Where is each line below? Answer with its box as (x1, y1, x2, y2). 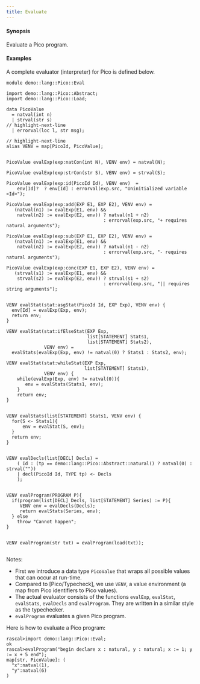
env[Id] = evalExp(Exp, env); (11, 308, 87, 314)
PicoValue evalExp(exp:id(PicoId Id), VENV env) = (6, 181, 139, 187)
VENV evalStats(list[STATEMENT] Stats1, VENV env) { (6, 413, 142, 419)
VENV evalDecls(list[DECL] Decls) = (6, 456, 98, 462)
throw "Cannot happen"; (17, 519, 77, 525)
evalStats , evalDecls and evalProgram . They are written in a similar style (14, 599, 194, 607)
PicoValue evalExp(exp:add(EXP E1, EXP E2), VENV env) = (6, 202, 152, 208)
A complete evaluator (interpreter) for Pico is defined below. (6, 68, 155, 76)
